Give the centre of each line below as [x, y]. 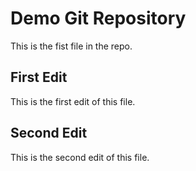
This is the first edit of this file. [73, 101]
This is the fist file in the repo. [71, 46]
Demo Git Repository [98, 18]
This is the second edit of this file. [80, 157]
